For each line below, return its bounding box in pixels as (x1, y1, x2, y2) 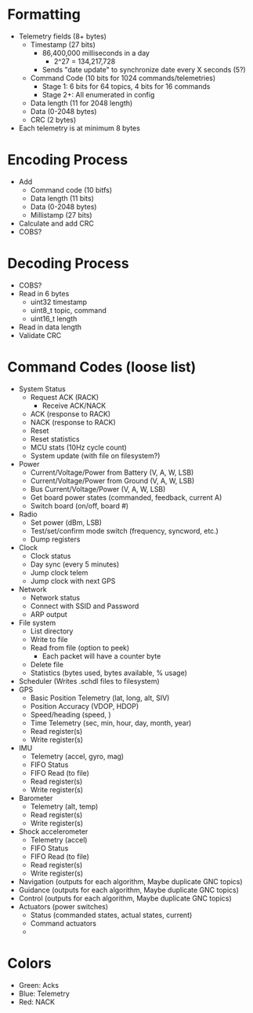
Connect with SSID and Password (30, 601, 139, 611)
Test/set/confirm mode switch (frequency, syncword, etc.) (30, 526, 219, 535)
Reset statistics (30, 434, 80, 443)
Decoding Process (7, 255, 130, 273)
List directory (30, 626, 74, 636)
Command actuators (30, 918, 97, 928)
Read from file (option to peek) (30, 643, 130, 652)
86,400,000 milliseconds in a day (42, 48, 150, 57)
